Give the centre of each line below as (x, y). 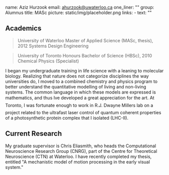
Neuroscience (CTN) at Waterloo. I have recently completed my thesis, (78, 156)
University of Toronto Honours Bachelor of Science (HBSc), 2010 (85, 55)
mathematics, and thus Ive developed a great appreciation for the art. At (80, 98)
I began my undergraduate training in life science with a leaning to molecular (84, 70)
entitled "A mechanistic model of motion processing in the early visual (77, 162)
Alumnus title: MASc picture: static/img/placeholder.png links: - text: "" (78, 13)
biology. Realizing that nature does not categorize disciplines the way (77, 76)
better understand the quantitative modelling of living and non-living (76, 86)
